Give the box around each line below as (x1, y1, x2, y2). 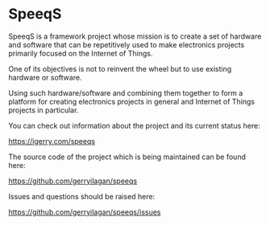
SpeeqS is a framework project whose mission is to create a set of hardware (8, 31, 262, 41)
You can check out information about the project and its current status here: (8, 121, 260, 130)
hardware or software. (8, 72, 82, 82)
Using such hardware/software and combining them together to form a (8, 88, 243, 97)
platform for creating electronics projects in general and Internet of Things (8, 96, 255, 106)
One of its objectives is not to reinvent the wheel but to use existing (8, 63, 232, 73)
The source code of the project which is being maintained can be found (8, 152, 246, 162)
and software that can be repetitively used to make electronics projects (8, 39, 245, 49)
